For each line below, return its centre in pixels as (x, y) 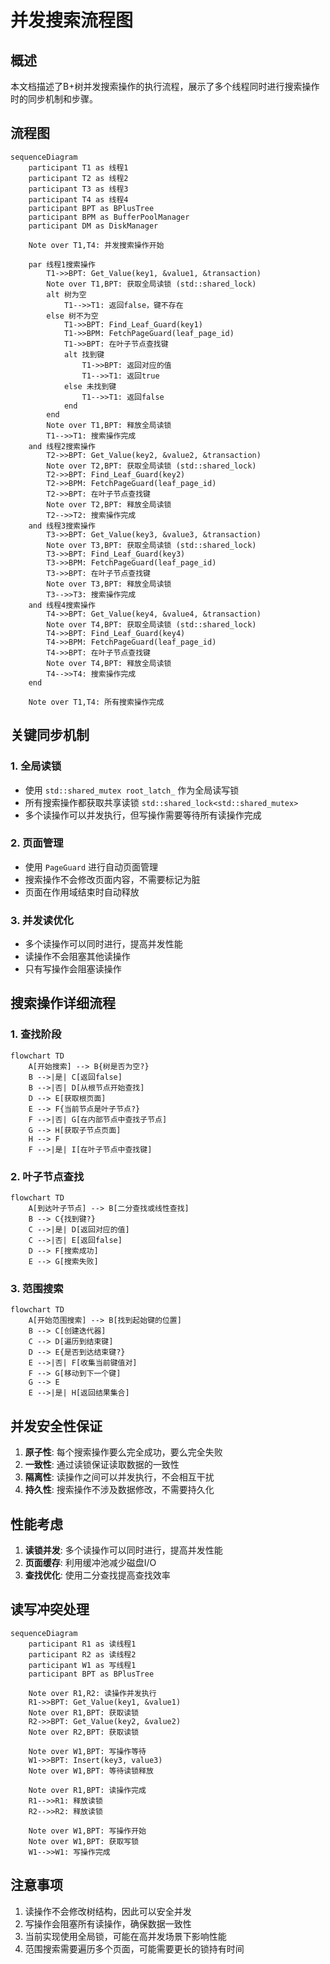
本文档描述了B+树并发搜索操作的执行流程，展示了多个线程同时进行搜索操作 (165, 86)
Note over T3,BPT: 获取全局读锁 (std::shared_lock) (151, 545)
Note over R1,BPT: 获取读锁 (84, 1712)
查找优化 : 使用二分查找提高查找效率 (97, 1575)
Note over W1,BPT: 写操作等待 (87, 1751)
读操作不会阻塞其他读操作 (77, 957)
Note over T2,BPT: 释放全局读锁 (109, 504)
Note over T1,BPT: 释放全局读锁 (109, 425)
